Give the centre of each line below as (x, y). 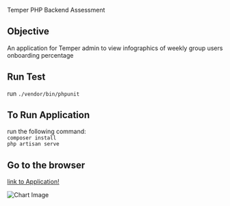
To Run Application (49, 115)
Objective (28, 31)
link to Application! (33, 182)
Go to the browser (46, 165)
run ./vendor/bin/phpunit (43, 93)
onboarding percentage (40, 55)
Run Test (26, 77)
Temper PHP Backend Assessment (56, 10)
